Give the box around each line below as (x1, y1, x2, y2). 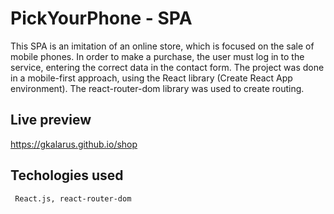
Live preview (10, 112, 92, 129)
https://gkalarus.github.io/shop (10, 138, 138, 150)
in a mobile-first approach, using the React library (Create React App (10, 72, 293, 84)
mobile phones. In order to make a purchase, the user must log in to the (10, 50, 305, 62)
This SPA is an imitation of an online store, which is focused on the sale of (10, 40, 315, 52)
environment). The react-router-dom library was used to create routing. (10, 82, 305, 94)
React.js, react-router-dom (14, 193, 132, 204)
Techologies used (10, 167, 124, 184)
